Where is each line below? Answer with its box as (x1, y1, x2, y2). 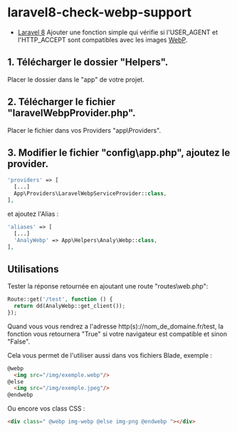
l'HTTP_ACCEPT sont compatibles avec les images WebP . (17, 35, 188, 44)
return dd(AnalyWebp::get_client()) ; (14, 303, 126, 310)
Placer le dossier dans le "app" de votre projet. (7, 75, 144, 84)
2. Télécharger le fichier (7, 96, 116, 108)
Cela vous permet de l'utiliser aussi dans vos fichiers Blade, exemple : (7, 351, 212, 359)
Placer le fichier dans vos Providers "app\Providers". (7, 126, 162, 134)
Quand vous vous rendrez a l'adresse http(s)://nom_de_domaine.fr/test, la (7, 322, 224, 331)
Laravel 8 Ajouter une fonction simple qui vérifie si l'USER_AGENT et (17, 28, 218, 36)
